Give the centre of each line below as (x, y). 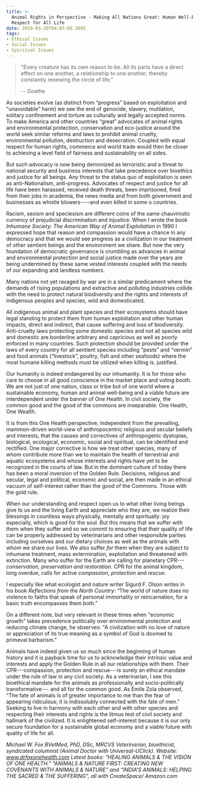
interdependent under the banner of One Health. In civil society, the (89, 399)
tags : (13, 34)
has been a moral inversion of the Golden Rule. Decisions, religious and (93, 473)
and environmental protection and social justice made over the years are (94, 258)
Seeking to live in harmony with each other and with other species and (92, 707)
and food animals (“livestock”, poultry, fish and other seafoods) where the (96, 356)
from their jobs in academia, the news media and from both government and (99, 195)
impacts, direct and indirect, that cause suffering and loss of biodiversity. (95, 324)
